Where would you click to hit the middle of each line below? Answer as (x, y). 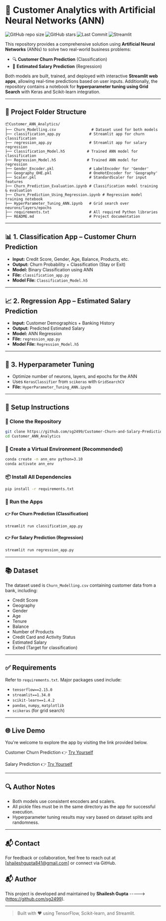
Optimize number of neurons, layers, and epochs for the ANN (75, 376)
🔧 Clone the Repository (33, 421)
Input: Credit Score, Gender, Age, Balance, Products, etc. (71, 259)
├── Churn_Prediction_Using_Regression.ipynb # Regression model (74, 195)
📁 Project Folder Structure (46, 112)
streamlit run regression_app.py (40, 550)
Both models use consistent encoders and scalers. (64, 801)
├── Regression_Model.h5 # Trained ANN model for (72, 160)
